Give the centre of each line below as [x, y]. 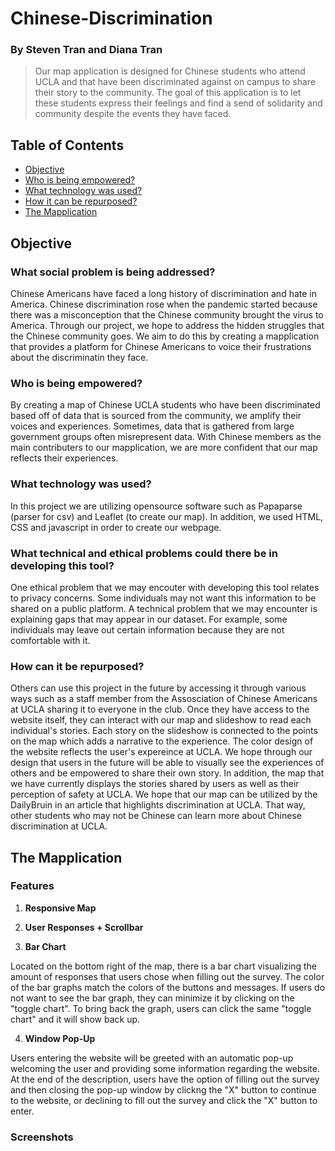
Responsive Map [60, 908]
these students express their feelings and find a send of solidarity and [178, 103]
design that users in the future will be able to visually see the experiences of [167, 763]
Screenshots [42, 1137]
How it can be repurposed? [81, 201]
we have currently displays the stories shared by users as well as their [155, 784]
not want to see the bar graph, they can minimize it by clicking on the [152, 998]
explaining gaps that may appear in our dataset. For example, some [149, 619]
